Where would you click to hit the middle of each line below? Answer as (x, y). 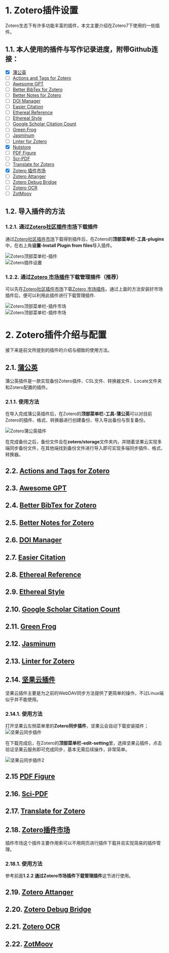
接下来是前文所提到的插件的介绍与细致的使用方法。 (59, 350)
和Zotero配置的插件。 (28, 387)
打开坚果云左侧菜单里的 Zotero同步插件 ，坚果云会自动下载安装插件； (77, 725)
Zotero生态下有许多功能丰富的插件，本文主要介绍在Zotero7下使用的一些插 (82, 25)
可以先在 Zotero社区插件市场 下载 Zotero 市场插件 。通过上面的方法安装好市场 (84, 289)
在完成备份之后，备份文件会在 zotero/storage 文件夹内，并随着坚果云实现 (81, 442)
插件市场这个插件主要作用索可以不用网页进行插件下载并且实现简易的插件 (81, 843)
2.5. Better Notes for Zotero (50, 523)
